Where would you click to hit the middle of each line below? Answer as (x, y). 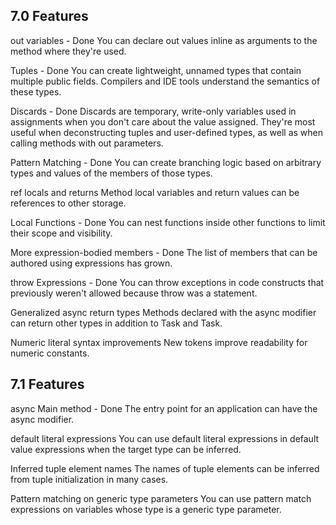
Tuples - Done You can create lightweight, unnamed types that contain (156, 70)
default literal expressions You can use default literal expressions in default (165, 438)
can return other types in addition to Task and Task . (116, 323)
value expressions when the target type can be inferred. (126, 449)
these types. (36, 91)
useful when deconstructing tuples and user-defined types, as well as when (167, 132)
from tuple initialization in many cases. (89, 479)
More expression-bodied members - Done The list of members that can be (164, 252)
